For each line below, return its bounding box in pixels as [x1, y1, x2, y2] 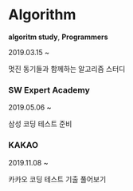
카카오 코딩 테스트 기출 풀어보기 [8, 174, 107, 184]
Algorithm [8, 6, 76, 24]
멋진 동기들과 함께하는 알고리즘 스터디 [8, 64, 126, 74]
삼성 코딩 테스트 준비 [8, 119, 72, 129]
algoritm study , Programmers [8, 32, 109, 42]
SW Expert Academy [8, 84, 90, 95]
